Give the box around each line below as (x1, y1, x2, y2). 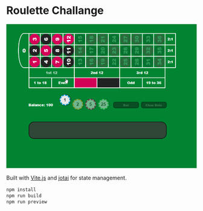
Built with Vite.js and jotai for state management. (6, 174, 127, 181)
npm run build (6, 192, 42, 199)
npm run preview (6, 198, 47, 205)
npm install (6, 186, 36, 193)
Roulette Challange (6, 4, 104, 18)
